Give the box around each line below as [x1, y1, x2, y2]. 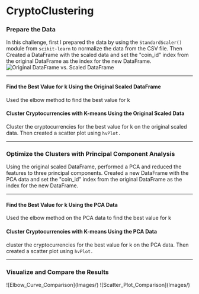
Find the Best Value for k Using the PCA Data [6, 201, 118, 208]
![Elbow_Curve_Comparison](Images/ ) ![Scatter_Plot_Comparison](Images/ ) [6, 281, 191, 288]
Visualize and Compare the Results [6, 268, 109, 276]
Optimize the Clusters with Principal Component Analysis [6, 149, 175, 158]
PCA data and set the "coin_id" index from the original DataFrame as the [6, 176, 182, 183]
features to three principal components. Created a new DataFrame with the [6, 170, 189, 177]
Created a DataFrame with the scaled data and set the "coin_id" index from [6, 52, 189, 59]
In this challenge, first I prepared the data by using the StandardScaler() [6, 39, 182, 46]
